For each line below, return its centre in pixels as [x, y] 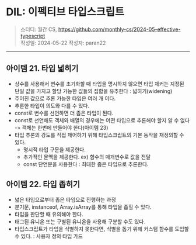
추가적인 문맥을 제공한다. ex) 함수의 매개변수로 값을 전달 [87, 157]
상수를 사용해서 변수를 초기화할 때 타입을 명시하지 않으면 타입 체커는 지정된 [99, 84]
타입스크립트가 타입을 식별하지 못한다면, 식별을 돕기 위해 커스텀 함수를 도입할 [102, 229]
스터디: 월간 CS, [38, 29]
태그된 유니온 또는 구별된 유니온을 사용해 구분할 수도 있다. [80, 221]
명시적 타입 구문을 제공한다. [54, 149]
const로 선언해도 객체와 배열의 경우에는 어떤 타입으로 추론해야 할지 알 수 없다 [102, 120]
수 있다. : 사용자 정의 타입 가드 [49, 236]
